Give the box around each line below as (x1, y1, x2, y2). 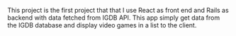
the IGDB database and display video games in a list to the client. (7, 21, 197, 29)
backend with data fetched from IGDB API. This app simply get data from (7, 13, 220, 22)
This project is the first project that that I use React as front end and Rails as (7, 6, 229, 14)
